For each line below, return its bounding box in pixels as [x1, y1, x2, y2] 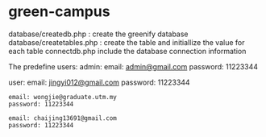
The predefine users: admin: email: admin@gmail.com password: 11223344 [8, 61, 259, 71]
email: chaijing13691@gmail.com [8, 114, 117, 122]
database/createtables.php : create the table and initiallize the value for [8, 37, 245, 47]
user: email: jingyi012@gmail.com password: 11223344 [8, 77, 191, 87]
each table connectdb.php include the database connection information [8, 46, 247, 56]
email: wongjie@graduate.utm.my [8, 93, 117, 101]
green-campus [8, 2, 110, 21]
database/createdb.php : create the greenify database [8, 29, 189, 39]
